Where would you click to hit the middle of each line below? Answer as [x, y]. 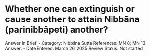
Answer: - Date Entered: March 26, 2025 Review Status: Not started [74, 48]
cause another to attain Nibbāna [72, 19]
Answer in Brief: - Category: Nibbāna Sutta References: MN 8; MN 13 [75, 43]
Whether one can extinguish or [70, 9]
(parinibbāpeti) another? [56, 30]
